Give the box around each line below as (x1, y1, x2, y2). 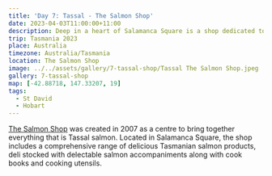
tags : (8, 86, 27, 95)
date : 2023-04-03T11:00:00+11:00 (8, 19, 121, 27)
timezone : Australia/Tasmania (8, 49, 111, 57)
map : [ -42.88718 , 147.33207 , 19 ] (8, 79, 121, 87)
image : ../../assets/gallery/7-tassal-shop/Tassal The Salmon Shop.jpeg (8, 65, 259, 73)
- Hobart (15, 102, 45, 110)
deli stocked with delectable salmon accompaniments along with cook (8, 150, 243, 160)
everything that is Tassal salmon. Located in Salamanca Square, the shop (8, 132, 253, 142)
